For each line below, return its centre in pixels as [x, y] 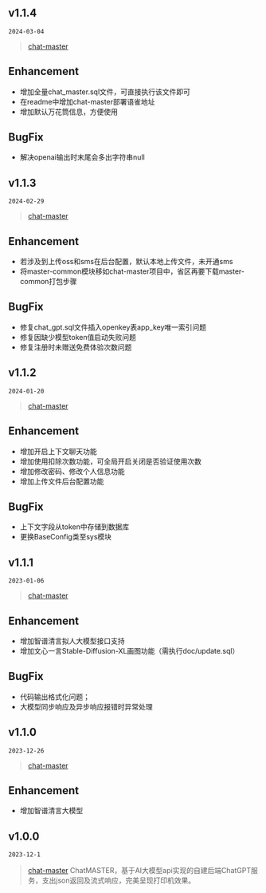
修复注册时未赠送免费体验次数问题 [76, 347]
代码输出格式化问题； [55, 697]
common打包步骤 [48, 282]
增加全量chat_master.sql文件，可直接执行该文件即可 [105, 92]
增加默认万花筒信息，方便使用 [68, 112]
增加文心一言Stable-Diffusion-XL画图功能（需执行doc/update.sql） [129, 650]
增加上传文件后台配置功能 [62, 481]
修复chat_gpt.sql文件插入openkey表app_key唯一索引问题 [113, 327]
